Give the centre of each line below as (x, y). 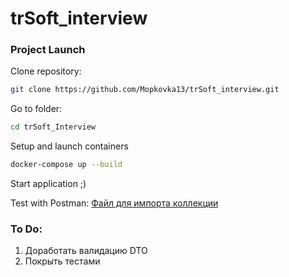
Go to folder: (36, 109)
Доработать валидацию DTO (86, 251)
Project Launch (48, 50)
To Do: (26, 229)
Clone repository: (46, 71)
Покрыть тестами (62, 261)
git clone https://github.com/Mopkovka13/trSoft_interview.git (145, 90)
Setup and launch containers (69, 146)
